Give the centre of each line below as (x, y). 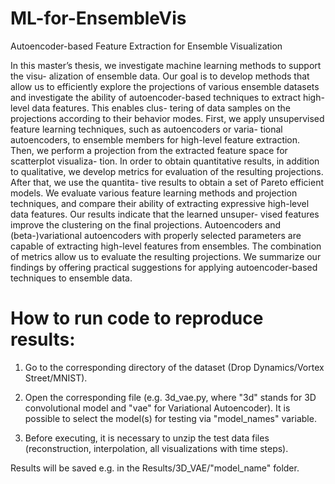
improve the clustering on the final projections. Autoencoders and (146, 224)
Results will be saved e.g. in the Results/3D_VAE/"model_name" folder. (155, 468)
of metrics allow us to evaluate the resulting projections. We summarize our (166, 256)
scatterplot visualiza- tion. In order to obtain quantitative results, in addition (165, 161)
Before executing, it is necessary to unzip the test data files (147, 438)
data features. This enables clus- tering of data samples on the (161, 108)
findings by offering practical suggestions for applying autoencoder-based (164, 267)
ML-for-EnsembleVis (98, 18)
